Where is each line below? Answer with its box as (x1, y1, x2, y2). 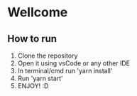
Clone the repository (17, 51, 78, 60)
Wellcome (7, 4, 68, 21)
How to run (7, 33, 57, 45)
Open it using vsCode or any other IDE (17, 59, 130, 68)
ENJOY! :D (17, 82, 49, 90)
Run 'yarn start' (17, 74, 64, 82)
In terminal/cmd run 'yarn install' (17, 67, 113, 75)
